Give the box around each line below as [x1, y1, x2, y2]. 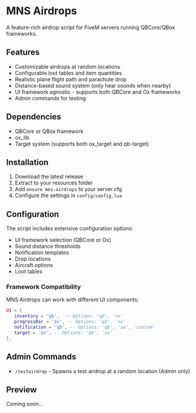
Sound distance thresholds [14, 243, 81, 250]
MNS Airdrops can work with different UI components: [6, 296, 139, 303]
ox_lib [14, 134, 30, 141]
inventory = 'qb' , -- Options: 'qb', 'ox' [14, 313, 124, 319]
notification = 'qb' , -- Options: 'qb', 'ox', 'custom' [14, 325, 156, 331]
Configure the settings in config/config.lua [14, 192, 122, 199]
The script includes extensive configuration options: [6, 225, 134, 232]
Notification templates [14, 249, 69, 256]
